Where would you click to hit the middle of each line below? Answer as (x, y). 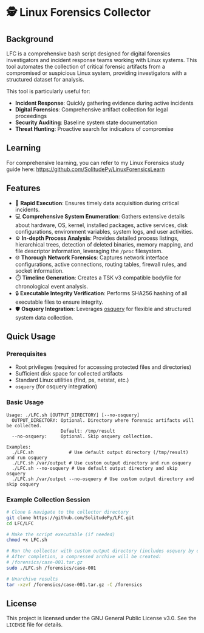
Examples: (19, 447)
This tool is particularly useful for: (48, 91)
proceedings (31, 116)
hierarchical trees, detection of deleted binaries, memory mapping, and (104, 244)
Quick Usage (31, 337)
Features (23, 188)
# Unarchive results (32, 579)
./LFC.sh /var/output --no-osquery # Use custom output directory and (103, 479)
